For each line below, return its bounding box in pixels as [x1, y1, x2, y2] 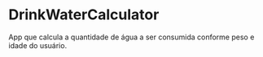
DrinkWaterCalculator [8, 6, 160, 24]
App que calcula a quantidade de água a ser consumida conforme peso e [8, 32, 255, 42]
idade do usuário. [8, 40, 68, 50]
